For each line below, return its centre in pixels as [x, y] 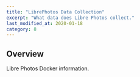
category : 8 [21, 29]
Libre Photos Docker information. [48, 68]
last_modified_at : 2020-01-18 [45, 23]
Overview [25, 53]
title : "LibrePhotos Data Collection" [55, 12]
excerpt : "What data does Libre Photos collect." [71, 18]
